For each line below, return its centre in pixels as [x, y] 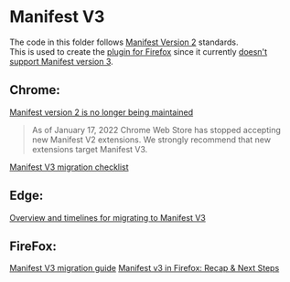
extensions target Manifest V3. [90, 149]
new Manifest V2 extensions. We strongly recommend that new [151, 140]
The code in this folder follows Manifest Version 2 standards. [124, 42]
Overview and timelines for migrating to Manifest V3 [107, 217]
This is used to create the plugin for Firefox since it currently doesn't [139, 51]
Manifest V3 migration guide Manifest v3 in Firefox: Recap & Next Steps [145, 268]
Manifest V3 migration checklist [70, 167]
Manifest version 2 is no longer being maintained [102, 112]
